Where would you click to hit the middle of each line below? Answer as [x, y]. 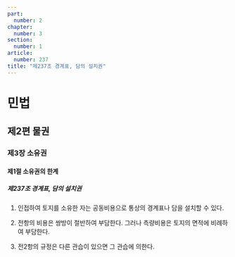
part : [15, 14]
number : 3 [28, 33]
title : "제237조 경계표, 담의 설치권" [57, 66]
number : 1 [28, 46]
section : [20, 40]
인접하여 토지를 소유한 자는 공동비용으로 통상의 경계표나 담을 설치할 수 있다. [121, 208]
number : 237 [31, 60]
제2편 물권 [28, 131]
